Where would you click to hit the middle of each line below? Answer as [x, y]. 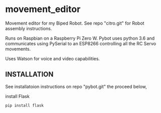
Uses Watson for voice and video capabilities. [53, 58]
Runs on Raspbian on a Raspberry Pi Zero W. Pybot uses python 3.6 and [80, 38]
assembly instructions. [29, 28]
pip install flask [24, 105]
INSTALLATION [29, 75]
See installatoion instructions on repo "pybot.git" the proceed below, [76, 86]
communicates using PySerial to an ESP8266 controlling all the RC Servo [81, 43]
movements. [18, 49]
